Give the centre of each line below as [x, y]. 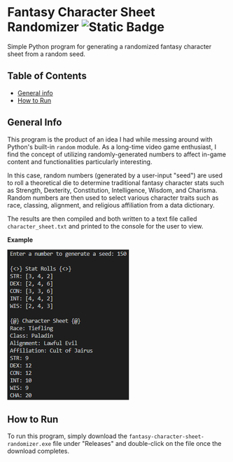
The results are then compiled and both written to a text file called [102, 219]
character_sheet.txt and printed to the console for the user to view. [105, 226]
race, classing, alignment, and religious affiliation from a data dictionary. [111, 205]
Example [20, 240]
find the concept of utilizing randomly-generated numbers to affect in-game [116, 154]
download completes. [38, 451]
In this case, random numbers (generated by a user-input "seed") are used [115, 175]
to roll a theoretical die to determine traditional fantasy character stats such [116, 182]
